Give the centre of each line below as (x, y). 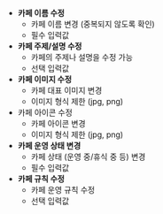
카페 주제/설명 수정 (50, 46)
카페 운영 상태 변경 (49, 145)
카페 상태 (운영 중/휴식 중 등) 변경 (88, 157)
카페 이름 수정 (41, 13)
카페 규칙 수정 (41, 179)
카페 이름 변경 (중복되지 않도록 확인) (93, 24)
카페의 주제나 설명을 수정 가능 (81, 57)
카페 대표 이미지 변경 (66, 90)
